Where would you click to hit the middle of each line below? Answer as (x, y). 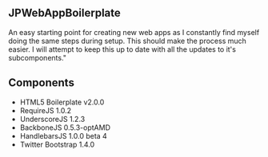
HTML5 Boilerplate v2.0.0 (62, 102)
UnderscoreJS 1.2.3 (52, 119)
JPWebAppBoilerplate (65, 13)
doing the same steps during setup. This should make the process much (127, 41)
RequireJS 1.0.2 (46, 110)
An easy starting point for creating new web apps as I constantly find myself (134, 32)
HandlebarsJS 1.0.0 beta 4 (64, 135)
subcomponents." (37, 57)
